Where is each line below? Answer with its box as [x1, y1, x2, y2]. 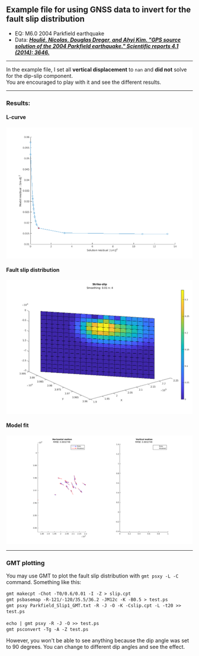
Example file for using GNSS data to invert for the [6, 5, 191, 15]
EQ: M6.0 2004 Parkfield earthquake [14, 30, 105, 37]
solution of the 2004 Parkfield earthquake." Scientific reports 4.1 [14, 42, 179, 49]
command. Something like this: [6, 578, 82, 585]
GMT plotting [6, 558, 45, 567]
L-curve [6, 114, 27, 121]
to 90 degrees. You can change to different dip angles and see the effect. [6, 643, 185, 650]
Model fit [6, 422, 29, 429]
